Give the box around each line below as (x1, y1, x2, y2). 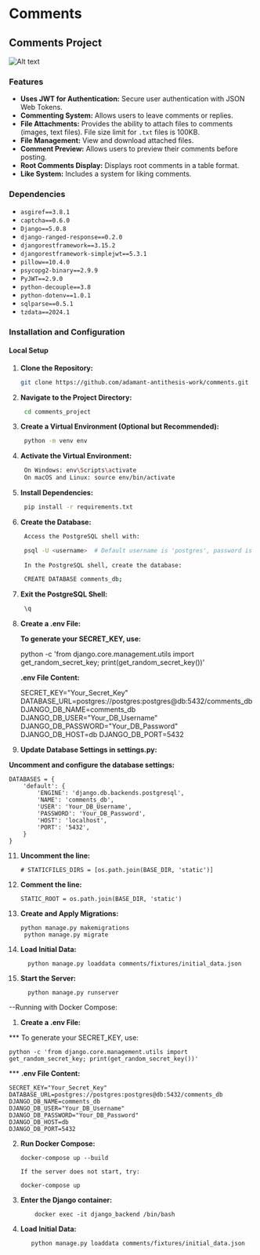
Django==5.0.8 (20, 224, 67, 232)
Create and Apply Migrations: (20, 909, 119, 918)
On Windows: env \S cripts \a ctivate (23, 466, 137, 475)
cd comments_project (23, 407, 91, 416)
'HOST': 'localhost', (37, 817, 108, 825)
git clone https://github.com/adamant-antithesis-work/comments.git (20, 378, 249, 386)
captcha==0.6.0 (20, 217, 70, 224)
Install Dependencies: (20, 488, 93, 498)
